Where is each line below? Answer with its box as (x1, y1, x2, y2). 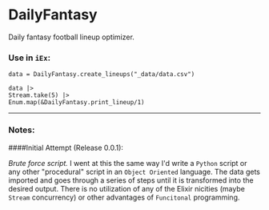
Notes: (8, 124, 35, 135)
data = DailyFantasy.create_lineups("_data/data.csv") (8, 71, 195, 79)
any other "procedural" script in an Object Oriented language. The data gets (8, 167, 261, 176)
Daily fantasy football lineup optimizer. (8, 32, 134, 42)
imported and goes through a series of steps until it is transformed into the (8, 175, 254, 185)
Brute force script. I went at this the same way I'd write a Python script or (8, 158, 247, 168)
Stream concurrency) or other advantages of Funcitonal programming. (8, 192, 240, 202)
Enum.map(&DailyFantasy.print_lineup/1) (8, 99, 146, 107)
